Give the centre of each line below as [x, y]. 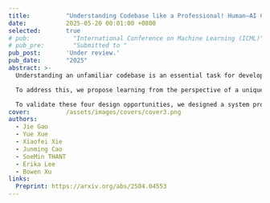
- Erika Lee [36, 164]
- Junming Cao [39, 149]
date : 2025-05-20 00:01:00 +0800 [82, 23]
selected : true [45, 30]
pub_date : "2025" [48, 61]
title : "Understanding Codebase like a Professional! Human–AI [133, 16]
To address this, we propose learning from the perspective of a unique [140, 90]
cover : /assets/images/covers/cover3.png [95, 112]
